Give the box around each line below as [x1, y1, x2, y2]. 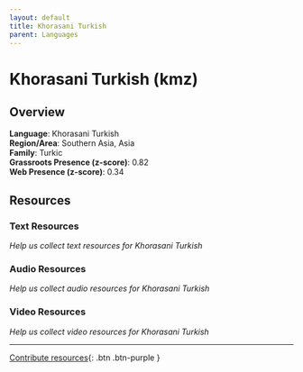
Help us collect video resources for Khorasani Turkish [9, 326, 209, 337]
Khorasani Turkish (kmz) [9, 68, 198, 89]
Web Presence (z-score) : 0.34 [9, 167, 124, 177]
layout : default [9, 13, 70, 23]
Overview [9, 104, 66, 120]
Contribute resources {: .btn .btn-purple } [9, 352, 161, 363]
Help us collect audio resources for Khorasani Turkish [9, 283, 210, 294]
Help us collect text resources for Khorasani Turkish [9, 240, 203, 251]
